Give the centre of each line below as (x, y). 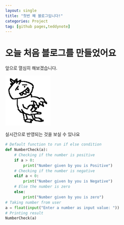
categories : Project (27, 21)
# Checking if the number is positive (54, 155)
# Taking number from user (33, 202)
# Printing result (24, 213)
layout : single (21, 10)
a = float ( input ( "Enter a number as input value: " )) (62, 207)
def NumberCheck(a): (27, 150)
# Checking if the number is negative (54, 171)
